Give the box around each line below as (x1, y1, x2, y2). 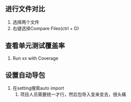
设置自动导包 (5, 71, 45, 79)
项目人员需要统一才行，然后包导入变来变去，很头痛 (20, 91, 126, 97)
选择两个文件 (12, 19, 39, 25)
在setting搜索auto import (12, 85, 64, 91)
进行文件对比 (5, 5, 45, 14)
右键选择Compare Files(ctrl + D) (12, 25, 79, 31)
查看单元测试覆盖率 (5, 42, 65, 50)
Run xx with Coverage (12, 55, 59, 61)
